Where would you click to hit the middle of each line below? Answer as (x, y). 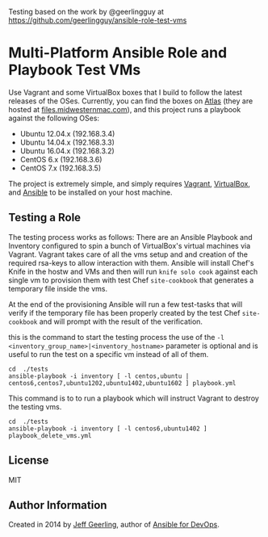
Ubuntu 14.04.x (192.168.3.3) (67, 142)
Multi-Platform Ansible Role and (118, 53)
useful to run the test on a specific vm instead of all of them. (109, 354)
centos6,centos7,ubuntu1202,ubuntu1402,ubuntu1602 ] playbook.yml (122, 383)
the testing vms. (35, 406)
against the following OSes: (54, 118)
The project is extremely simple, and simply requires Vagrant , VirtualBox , (130, 183)
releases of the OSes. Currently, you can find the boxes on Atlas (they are (131, 101)
